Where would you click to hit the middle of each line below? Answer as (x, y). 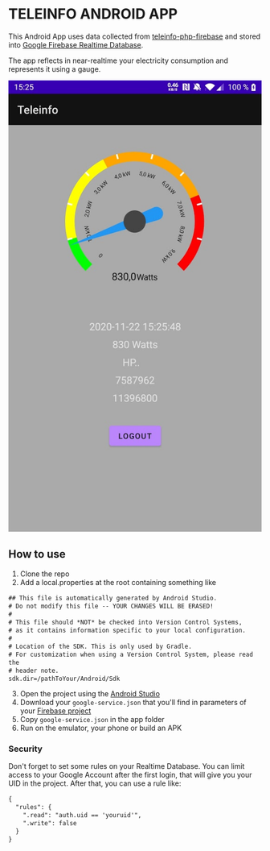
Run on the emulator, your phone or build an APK (101, 728)
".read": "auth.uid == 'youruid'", (82, 816)
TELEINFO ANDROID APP (93, 14)
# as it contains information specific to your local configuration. (127, 630)
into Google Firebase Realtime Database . (76, 44)
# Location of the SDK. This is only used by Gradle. (100, 646)
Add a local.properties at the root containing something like (118, 582)
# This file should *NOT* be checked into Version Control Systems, (125, 622)
